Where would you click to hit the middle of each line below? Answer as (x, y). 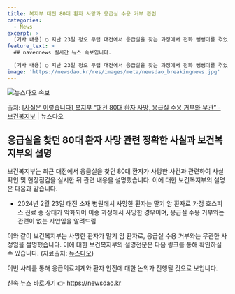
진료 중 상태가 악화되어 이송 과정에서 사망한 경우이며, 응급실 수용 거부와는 (125, 212)
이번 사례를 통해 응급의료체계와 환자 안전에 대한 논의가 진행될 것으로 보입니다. (113, 268)
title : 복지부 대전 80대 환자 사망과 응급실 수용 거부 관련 (82, 14)
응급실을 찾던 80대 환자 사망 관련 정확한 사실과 (101, 140)
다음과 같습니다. (36, 189)
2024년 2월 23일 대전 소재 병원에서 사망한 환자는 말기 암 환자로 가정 (111, 204)
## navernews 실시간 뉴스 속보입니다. (63, 53)
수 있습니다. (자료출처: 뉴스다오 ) (51, 253)
